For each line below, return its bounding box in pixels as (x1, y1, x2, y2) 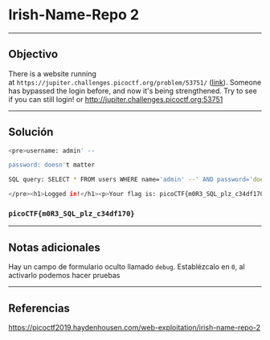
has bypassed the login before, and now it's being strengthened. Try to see (8, 86, 257, 96)
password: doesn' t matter (8, 161, 95, 170)
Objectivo (8, 47, 59, 61)
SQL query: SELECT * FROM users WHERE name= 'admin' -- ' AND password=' (8, 175, 253, 184)
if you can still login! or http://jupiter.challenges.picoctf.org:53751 (8, 94, 223, 104)
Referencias (8, 301, 71, 315)
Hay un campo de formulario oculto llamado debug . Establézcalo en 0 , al (8, 262, 245, 272)
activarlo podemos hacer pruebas (8, 271, 121, 281)
